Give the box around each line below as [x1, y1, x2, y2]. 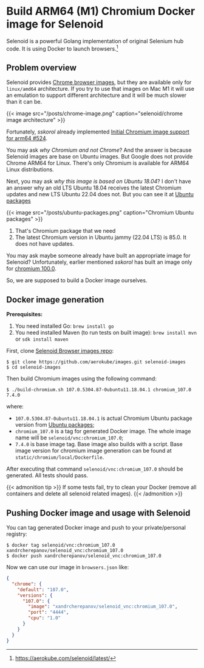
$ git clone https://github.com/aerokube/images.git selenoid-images [6, 359, 186, 365]
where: [6, 403, 24, 410]
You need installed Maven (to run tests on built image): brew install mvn [15, 329, 197, 336]
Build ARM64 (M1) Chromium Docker [6, 4, 195, 18]
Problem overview [6, 62, 77, 73]
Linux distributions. [6, 166, 55, 173]
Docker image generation [6, 294, 104, 305]
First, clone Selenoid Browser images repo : [6, 347, 114, 355]
